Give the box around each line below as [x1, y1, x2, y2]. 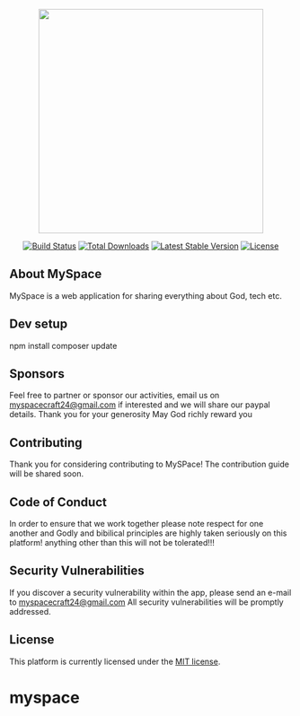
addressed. [9, 606, 51, 616]
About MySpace [9, 266, 102, 282]
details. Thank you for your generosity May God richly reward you [9, 409, 253, 420]
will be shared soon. [9, 468, 84, 479]
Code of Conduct [9, 494, 108, 510]
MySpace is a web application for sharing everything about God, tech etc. [9, 290, 283, 301]
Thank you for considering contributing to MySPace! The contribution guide [9, 458, 290, 470]
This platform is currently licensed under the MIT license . [9, 656, 221, 667]
